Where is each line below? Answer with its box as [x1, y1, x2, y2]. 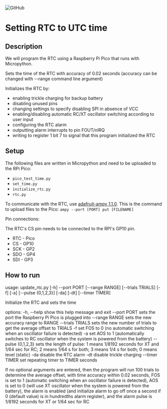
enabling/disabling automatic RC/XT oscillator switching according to [12, 111, 155, 117]
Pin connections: [5, 216, 40, 222]
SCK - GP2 [12, 246, 35, 252]
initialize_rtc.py [12, 187, 51, 192]
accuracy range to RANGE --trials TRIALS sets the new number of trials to [5, 319, 157, 325]
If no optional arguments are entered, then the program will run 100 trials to [5, 366, 160, 372]
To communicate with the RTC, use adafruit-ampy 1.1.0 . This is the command [5, 201, 162, 207]
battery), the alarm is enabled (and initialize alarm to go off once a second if [5, 388, 161, 394]
